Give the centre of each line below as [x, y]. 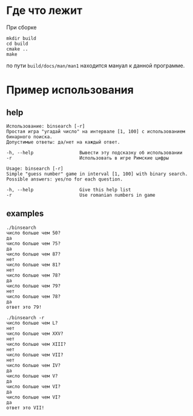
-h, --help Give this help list [69, 190]
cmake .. [17, 49]
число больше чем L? [32, 323]
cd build [17, 44]
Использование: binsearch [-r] [46, 126]
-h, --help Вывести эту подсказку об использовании [94, 153]
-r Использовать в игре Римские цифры [88, 158]
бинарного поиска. [29, 137]
